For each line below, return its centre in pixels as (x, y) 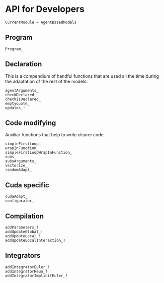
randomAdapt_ (19, 170)
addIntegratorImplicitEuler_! (37, 276)
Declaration (24, 64)
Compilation (24, 216)
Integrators (23, 255)
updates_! (15, 108)
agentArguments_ (22, 90)
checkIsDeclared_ (23, 99)
